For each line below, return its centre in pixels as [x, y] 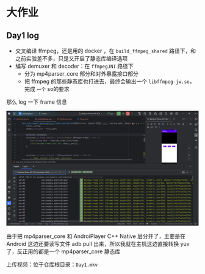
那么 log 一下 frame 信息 [37, 102]
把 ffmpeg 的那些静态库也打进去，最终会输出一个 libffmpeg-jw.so [107, 81]
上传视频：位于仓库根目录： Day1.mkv [52, 264]
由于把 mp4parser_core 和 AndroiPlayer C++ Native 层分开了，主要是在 [96, 236]
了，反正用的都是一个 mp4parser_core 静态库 [63, 251]
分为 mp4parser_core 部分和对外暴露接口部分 [81, 74]
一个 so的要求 [53, 89]
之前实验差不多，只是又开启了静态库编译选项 [71, 58]
